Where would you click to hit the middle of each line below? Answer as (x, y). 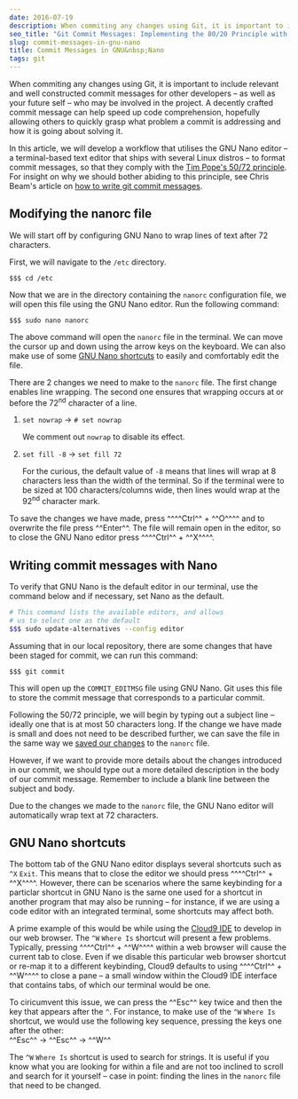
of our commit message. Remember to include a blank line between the (140, 779)
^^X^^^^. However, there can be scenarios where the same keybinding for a (146, 883)
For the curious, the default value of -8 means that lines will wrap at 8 (149, 471)
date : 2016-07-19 (41, 17)
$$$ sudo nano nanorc (49, 320)
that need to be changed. (55, 1086)
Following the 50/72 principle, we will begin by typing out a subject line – (142, 715)
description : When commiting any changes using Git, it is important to (146, 26)
